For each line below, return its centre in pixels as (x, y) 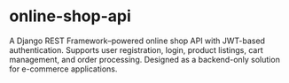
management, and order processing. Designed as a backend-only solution (145, 59)
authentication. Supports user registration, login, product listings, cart (136, 49)
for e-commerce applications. (63, 69)
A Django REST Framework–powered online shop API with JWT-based (137, 41)
